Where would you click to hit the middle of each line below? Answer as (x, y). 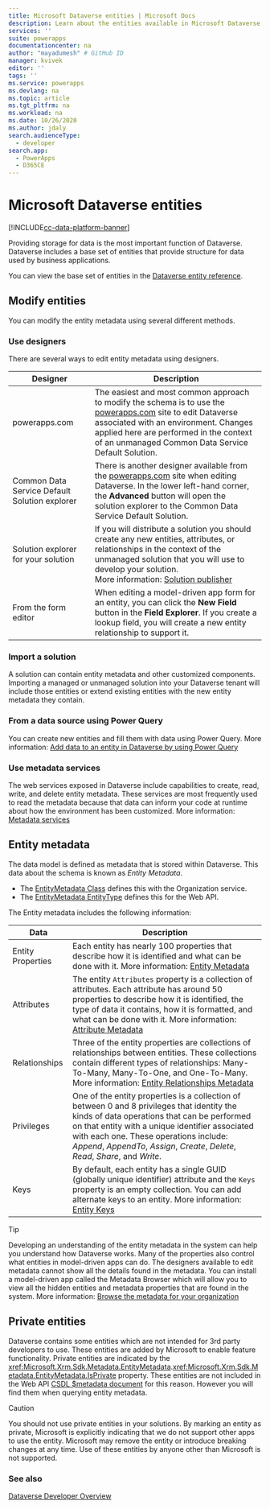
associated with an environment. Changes (174, 423)
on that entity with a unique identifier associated (163, 1126)
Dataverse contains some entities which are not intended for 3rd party (125, 1341)
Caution (21, 1408)
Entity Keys (93, 1210)
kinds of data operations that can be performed (162, 1115)
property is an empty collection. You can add (157, 1189)
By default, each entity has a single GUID (149, 1169)
